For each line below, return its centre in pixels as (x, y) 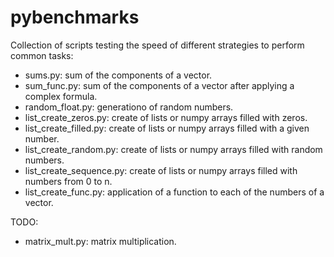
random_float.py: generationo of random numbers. (129, 107)
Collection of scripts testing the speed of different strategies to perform (157, 45)
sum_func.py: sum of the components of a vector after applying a (159, 85)
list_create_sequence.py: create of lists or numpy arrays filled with (161, 170)
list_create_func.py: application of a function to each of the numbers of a (174, 192)
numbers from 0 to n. (68, 181)
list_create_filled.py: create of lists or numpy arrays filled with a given (167, 128)
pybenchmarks (75, 17)
